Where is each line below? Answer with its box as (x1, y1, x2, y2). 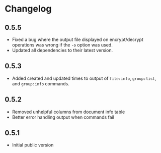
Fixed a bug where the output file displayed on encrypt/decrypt (12, 36, 144, 42)
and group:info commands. (12, 80, 70, 86)
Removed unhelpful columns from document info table (12, 109, 125, 115)
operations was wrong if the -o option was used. (12, 42, 113, 48)
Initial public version (12, 142, 54, 148)
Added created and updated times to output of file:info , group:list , (12, 75, 156, 81)
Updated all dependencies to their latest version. (12, 47, 113, 53)
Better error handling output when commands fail (12, 114, 114, 120)
